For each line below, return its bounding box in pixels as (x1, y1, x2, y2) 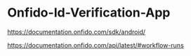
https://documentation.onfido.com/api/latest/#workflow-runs (7, 41, 184, 49)
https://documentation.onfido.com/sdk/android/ (7, 28, 146, 36)
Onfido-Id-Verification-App (7, 5, 171, 21)
